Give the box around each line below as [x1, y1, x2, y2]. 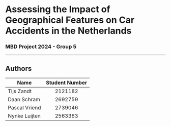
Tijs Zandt [8, 88, 32, 95]
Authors [5, 64, 32, 73]
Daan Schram [8, 96, 41, 103]
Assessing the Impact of [5, 4, 110, 15]
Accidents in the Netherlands [5, 25, 132, 36]
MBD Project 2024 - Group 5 [5, 43, 77, 50]
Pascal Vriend [8, 104, 41, 111]
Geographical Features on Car [5, 14, 135, 26]
